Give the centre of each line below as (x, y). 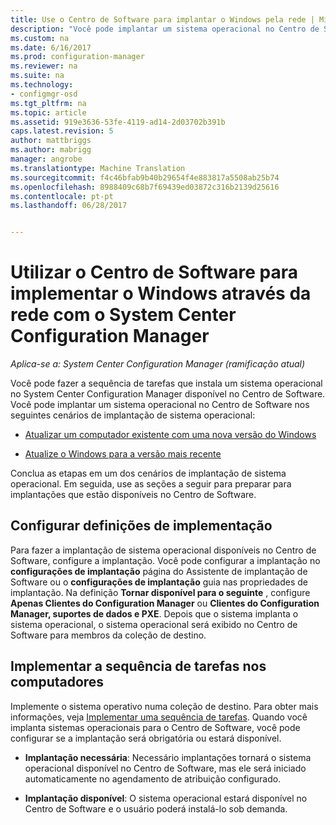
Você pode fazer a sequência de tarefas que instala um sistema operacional (166, 383)
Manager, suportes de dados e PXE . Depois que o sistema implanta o (154, 613)
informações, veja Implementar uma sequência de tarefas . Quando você (159, 717)
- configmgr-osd (44, 94)
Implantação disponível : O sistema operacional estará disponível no (166, 798)
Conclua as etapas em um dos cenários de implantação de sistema (148, 473)
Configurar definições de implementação (141, 526)
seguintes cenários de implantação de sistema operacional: (133, 415)
